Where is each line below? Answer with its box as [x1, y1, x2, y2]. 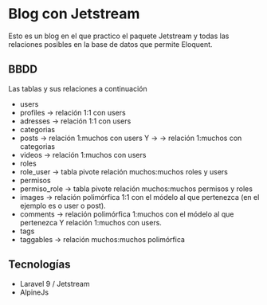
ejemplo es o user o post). [19, 201, 106, 210]
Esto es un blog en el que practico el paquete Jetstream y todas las [8, 31, 230, 41]
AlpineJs [19, 287, 49, 297]
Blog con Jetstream [8, 5, 140, 23]
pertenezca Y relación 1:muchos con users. [19, 217, 162, 227]
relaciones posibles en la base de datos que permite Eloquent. [8, 39, 213, 49]
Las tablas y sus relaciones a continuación [8, 84, 147, 93]
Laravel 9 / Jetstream [19, 279, 90, 288]
